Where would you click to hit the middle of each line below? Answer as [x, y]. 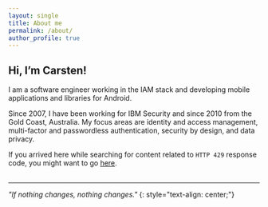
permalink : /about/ [41, 30]
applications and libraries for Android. [70, 98]
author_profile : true [44, 38]
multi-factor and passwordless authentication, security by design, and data [132, 131]
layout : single [33, 16]
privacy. [22, 139]
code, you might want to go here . [63, 163]
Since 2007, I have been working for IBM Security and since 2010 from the [130, 113]
